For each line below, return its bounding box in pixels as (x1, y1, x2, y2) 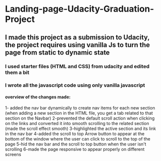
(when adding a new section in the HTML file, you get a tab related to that (5, 110, 153, 116)
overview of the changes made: (5, 94, 71, 100)
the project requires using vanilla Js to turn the (5, 40, 150, 49)
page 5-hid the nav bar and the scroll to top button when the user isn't (5, 141, 146, 147)
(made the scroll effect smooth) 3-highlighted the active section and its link (5, 125, 156, 131)
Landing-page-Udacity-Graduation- (5, 3, 154, 15)
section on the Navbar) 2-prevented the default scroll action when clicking (5, 115, 155, 121)
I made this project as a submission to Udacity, (5, 33, 150, 41)
